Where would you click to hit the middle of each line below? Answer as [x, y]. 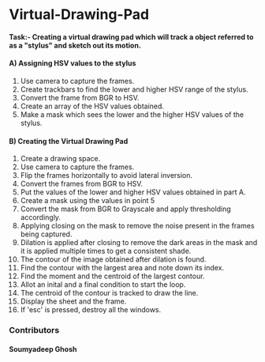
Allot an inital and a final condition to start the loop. [103, 285]
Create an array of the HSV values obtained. [92, 106]
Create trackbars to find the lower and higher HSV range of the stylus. [134, 89]
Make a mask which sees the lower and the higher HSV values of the [132, 114]
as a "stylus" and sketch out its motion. [75, 45]
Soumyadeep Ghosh [43, 349]
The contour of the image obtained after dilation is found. [113, 259]
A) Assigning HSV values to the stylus [73, 63]
